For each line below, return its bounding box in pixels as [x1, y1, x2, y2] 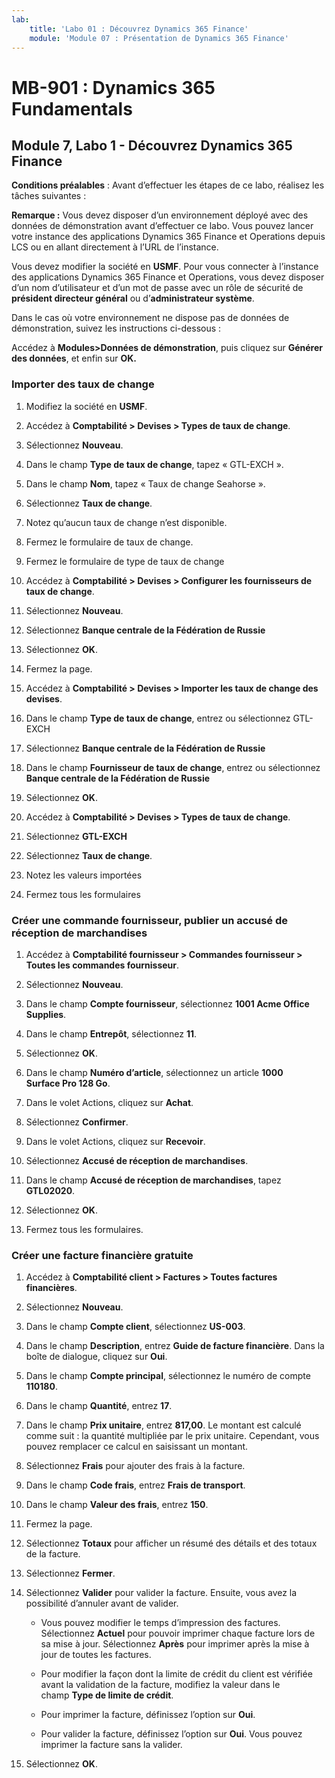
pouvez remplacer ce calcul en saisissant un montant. [25, 1441, 249, 1453]
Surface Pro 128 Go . [25, 1077, 111, 1089]
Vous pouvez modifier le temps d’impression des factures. [40, 1617, 281, 1629]
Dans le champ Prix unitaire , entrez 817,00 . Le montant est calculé [25, 1419, 302, 1431]
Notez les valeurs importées [25, 869, 143, 881]
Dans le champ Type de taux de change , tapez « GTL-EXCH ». [25, 458, 284, 470]
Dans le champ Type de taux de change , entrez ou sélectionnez [25, 712, 291, 724]
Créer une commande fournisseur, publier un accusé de [11, 913, 288, 927]
